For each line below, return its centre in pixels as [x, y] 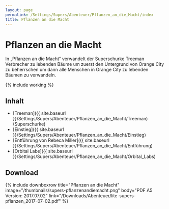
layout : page [19, 10]
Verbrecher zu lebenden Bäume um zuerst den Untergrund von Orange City [85, 64]
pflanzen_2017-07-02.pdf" [33, 201]
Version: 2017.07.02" [27, 195]
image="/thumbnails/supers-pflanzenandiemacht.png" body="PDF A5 [79, 190]
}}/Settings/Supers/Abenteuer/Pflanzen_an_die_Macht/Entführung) [82, 146]
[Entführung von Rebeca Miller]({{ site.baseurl [61, 140]
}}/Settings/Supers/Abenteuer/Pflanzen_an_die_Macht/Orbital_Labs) [84, 156]
